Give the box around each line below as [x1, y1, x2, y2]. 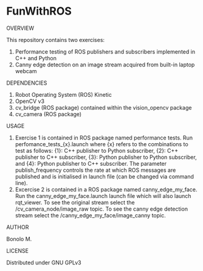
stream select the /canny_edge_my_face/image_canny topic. [15, 211, 166, 219]
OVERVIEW [6, 24, 35, 32]
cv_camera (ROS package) [15, 110, 82, 118]
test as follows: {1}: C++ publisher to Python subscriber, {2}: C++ [15, 147, 178, 154]
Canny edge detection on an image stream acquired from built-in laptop [15, 61, 195, 68]
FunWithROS [6, 4, 72, 18]
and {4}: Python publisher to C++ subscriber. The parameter [15, 160, 167, 167]
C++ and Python [15, 54, 57, 62]
